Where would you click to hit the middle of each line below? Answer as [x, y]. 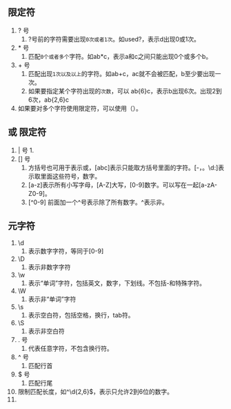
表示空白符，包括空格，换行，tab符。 [81, 315]
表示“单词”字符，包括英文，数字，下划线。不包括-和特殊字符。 [117, 283]
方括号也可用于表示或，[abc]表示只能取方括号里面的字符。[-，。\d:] [123, 167]
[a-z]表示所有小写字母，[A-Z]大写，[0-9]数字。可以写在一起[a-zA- [123, 185]
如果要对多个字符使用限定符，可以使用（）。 [80, 108]
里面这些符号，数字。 [71, 176]
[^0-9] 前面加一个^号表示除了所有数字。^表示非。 [98, 202]
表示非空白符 [46, 331]
